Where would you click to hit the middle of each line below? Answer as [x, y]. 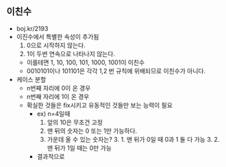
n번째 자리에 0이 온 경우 [59, 88]
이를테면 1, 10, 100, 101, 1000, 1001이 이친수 [86, 62]
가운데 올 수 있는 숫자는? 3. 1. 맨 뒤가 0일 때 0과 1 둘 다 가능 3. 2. [133, 139]
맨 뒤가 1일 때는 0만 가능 [79, 148]
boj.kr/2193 [32, 28]
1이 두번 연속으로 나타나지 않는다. [71, 53]
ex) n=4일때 [53, 114]
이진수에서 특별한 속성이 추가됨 [58, 36]
